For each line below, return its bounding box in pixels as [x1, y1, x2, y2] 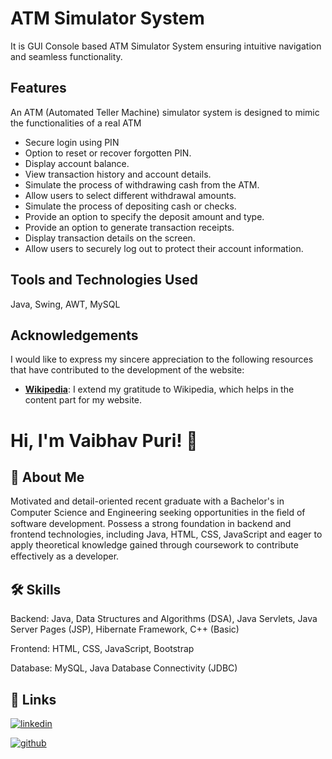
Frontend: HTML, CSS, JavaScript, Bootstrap [10, 643, 195, 655]
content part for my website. [24, 394, 143, 406]
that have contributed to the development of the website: [10, 364, 245, 376]
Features [10, 80, 67, 97]
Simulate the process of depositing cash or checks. [24, 200, 237, 212]
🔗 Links [10, 691, 57, 708]
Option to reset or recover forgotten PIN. [24, 147, 192, 159]
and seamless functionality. [10, 50, 123, 62]
